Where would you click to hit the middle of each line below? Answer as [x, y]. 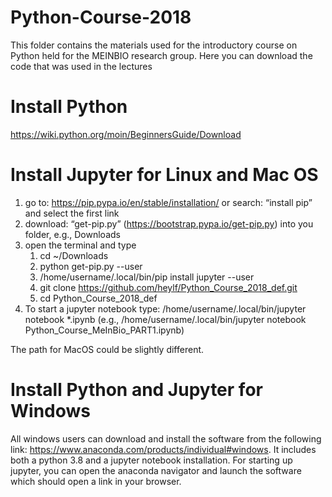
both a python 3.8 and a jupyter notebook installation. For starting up [151, 460]
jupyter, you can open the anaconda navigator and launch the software [156, 470]
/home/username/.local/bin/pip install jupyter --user [147, 277]
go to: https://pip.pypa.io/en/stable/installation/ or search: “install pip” [168, 202]
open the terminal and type [80, 245]
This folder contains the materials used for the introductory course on [154, 45]
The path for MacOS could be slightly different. [107, 349]
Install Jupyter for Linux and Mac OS [164, 175]
